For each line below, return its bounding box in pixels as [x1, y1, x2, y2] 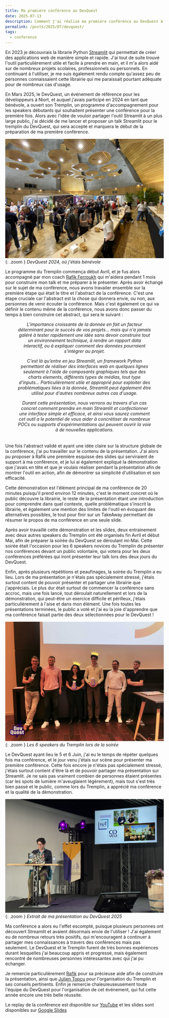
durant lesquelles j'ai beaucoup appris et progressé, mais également [5, 950, 147, 956]
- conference [10, 35, 37, 40]
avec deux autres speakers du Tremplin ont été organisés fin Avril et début [5, 532, 160, 538]
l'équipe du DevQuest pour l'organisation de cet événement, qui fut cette [5, 986, 156, 992]
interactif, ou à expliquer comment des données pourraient [23, 343, 146, 348]
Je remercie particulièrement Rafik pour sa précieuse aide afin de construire [5, 970, 163, 977]
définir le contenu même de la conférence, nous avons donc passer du [5, 306, 152, 312]
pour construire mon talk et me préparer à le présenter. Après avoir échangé [5, 279, 163, 285]
